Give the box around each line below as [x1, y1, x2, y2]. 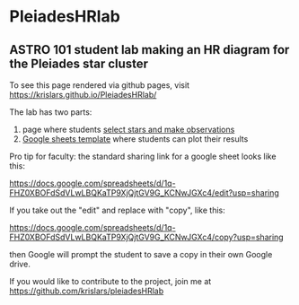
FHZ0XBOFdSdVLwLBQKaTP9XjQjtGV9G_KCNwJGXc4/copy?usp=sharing [9, 231, 285, 242]
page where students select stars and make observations [22, 124, 235, 135]
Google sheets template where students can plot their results [22, 134, 249, 144]
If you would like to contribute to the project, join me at [9, 276, 212, 286]
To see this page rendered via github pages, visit [9, 80, 190, 91]
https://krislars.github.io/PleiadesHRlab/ [9, 90, 157, 100]
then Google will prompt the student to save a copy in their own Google [9, 249, 273, 259]
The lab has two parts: [9, 107, 92, 118]
